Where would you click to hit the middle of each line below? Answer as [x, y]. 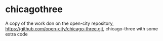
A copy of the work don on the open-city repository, [59, 23]
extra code [16, 34]
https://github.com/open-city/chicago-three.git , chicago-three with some [82, 28]
